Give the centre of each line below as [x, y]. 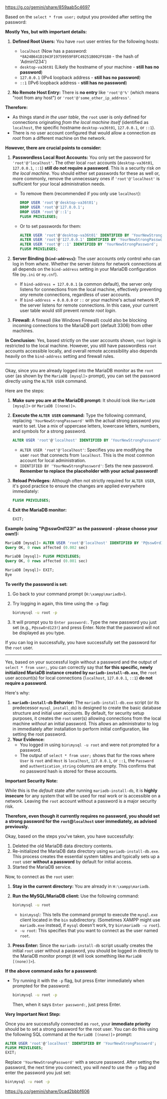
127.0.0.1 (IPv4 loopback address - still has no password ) [80, 77]
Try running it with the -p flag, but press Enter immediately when [78, 981]
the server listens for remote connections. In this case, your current [89, 305]
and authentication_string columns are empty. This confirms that [88, 766]
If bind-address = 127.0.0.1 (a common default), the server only [86, 284]
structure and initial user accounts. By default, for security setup [78, 713]
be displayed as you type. [39, 633]
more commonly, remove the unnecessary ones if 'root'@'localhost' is [86, 178]
